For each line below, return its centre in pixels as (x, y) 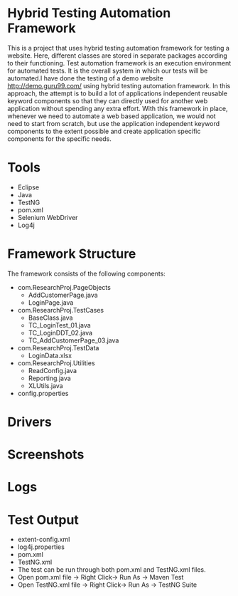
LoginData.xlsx (50, 355)
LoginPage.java (51, 302)
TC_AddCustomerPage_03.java (74, 340)
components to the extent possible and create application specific (104, 131)
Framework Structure (72, 254)
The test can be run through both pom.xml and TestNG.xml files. (112, 570)
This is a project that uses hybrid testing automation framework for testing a (118, 48)
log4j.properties (41, 547)
